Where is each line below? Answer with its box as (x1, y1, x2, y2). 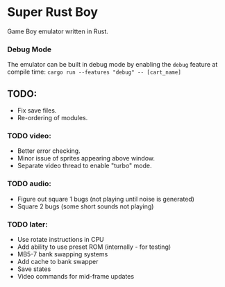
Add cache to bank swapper (17, 257, 99, 265)
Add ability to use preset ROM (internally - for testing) (17, 243, 172, 251)
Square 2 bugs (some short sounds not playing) (17, 202, 154, 211)
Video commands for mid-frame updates (17, 272, 134, 280)
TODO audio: (7, 179, 52, 188)
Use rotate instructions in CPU (17, 235, 104, 243)
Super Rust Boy (7, 4, 99, 20)
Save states (17, 265, 51, 273)
